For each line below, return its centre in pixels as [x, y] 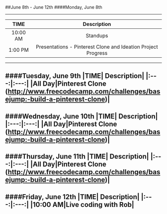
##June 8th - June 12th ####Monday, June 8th [54, 7]
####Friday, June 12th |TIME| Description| [73, 197]
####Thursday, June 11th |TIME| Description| [77, 157]
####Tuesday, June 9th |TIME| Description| [75, 76]
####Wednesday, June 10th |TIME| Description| [82, 116]
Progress [97, 53]
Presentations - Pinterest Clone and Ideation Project [97, 47]
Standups [97, 36]
